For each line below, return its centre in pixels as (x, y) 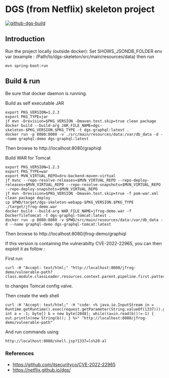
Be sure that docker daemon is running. (46, 93)
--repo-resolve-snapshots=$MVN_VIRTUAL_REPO (113, 185)
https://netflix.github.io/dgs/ (41, 370)
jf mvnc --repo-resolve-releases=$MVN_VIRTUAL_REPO (60, 180)
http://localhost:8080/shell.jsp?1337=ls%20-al (56, 341)
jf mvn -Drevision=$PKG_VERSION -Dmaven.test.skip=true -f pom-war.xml (82, 193)
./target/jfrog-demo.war (31, 207)
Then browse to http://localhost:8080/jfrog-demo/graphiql (66, 234)
